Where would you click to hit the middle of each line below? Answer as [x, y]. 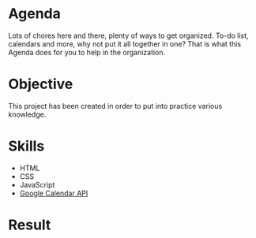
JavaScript [37, 184]
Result [30, 225]
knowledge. [27, 114]
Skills [26, 146]
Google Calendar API [54, 193]
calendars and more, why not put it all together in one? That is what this [125, 43]
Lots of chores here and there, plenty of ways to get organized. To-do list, [128, 35]
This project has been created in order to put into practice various [115, 106]
